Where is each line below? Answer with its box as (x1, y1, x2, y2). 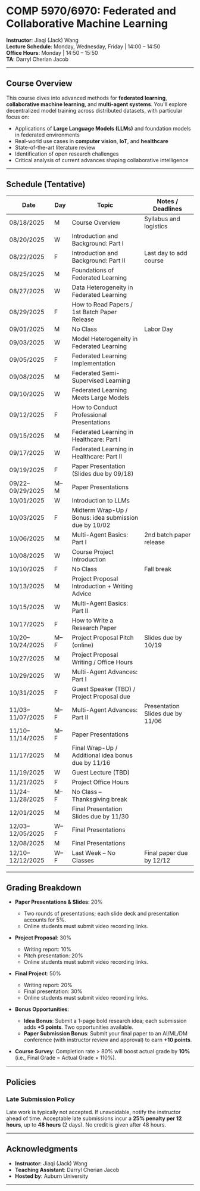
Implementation (71, 359, 116, 367)
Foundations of (71, 266, 114, 274)
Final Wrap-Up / (71, 743, 118, 752)
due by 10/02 (71, 520, 111, 529)
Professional (71, 410, 107, 418)
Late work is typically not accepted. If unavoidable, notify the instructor (6, 1109, 181, 1116)
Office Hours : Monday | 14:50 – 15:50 (6, 49, 98, 56)
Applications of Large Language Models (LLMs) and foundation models (14, 125, 192, 132)
